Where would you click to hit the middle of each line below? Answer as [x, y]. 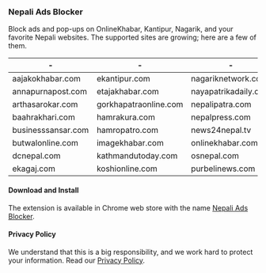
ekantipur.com [123, 79]
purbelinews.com [223, 169]
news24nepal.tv [221, 131]
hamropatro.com [127, 131]
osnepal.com [215, 156]
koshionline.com [127, 169]
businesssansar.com [51, 131]
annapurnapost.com [49, 92]
